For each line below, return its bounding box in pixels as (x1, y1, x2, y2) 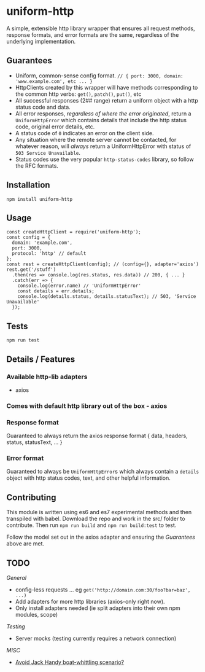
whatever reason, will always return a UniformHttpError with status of (15, 143, 191, 150)
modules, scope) (15, 611, 58, 619)
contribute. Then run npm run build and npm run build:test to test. (6, 522, 177, 529)
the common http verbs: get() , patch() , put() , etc (15, 90, 142, 98)
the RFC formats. (15, 162, 58, 170)
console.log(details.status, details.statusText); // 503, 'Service (17, 294, 196, 300)
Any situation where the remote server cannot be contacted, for (15, 136, 177, 143)
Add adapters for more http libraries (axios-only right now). (15, 598, 165, 606)
